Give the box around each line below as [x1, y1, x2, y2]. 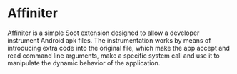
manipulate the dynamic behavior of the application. [7, 58, 161, 67]
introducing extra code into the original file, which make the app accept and [7, 43, 230, 52]
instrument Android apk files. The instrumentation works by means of [7, 36, 211, 44]
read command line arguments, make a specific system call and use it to [7, 51, 220, 60]
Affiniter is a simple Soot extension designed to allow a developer [7, 28, 200, 37]
